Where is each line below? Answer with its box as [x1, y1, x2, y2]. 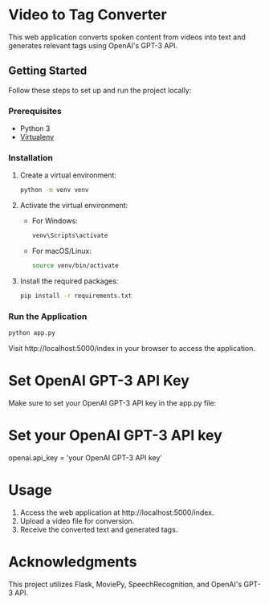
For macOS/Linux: [31, 247, 92, 256]
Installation [8, 152, 54, 163]
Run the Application [8, 311, 88, 322]
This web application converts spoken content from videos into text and [8, 32, 247, 42]
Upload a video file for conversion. [19, 516, 135, 525]
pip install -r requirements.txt [19, 292, 132, 300]
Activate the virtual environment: [19, 201, 128, 210]
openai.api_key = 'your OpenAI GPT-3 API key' [8, 452, 163, 463]
